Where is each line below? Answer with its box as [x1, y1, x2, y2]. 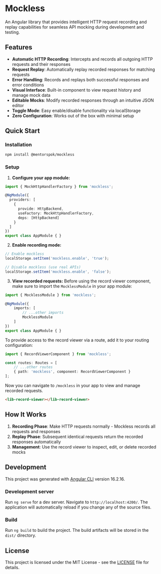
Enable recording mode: [12, 242, 61, 248]
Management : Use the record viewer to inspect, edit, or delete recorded [12, 444, 156, 450]
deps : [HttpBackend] [17, 215, 59, 220]
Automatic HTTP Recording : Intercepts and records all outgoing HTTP [12, 56, 153, 62]
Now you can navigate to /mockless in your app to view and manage [5, 383, 140, 388]
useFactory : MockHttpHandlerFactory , [17, 211, 94, 216]
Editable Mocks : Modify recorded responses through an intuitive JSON [12, 97, 154, 103]
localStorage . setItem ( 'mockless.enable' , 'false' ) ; [5, 269, 111, 274]
